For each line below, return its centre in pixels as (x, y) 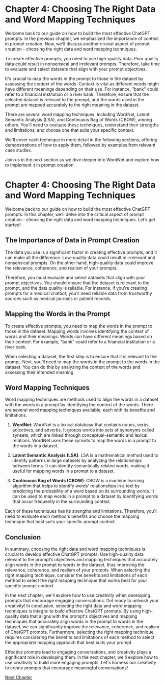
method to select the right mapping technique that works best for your (76, 580)
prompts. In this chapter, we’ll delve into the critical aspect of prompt (75, 214)
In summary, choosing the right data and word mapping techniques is (75, 549)
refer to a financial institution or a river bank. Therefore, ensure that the (77, 94)
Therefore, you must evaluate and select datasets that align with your (75, 277)
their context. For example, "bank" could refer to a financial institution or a (80, 342)
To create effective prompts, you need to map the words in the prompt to (79, 326)
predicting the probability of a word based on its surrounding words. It (83, 491)
